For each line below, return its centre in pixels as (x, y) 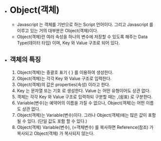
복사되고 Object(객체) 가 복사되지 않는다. (56, 133)
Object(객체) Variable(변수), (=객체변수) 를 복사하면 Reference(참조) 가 (85, 127)
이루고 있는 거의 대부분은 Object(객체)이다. (58, 30)
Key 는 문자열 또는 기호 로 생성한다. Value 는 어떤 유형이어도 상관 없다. (84, 90)
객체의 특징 (25, 60)
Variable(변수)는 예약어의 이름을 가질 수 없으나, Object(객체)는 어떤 (81, 102)
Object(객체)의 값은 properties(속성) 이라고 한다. (63, 84)
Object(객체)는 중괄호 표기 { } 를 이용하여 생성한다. (65, 72)
